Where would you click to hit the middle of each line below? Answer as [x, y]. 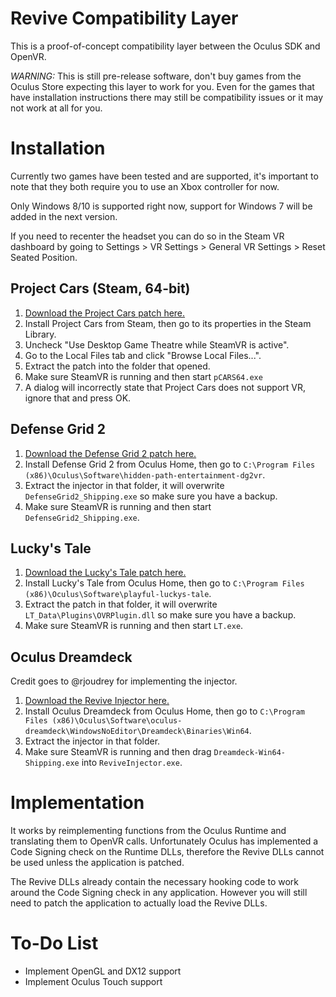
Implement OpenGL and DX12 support [103, 971]
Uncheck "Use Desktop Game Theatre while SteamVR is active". [157, 344]
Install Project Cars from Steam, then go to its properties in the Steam [168, 323]
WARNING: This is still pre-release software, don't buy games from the [156, 76]
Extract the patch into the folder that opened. [117, 366]
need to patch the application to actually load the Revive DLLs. [139, 903]
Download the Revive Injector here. [97, 701]
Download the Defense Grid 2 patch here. [110, 453]
